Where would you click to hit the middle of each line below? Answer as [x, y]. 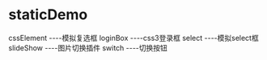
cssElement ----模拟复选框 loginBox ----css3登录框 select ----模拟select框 [133, 38]
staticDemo [48, 15]
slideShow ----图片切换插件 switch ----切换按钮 [88, 48]
